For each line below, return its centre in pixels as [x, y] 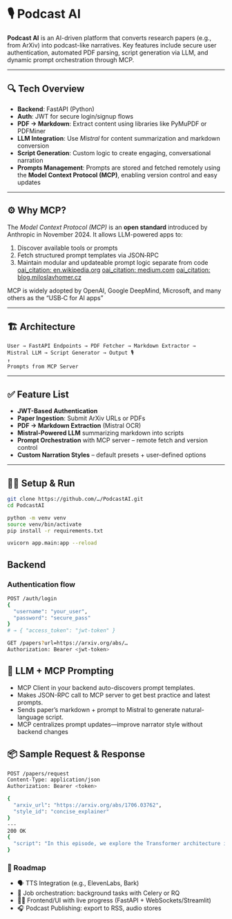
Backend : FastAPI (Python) [56, 109]
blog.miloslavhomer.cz [49, 277]
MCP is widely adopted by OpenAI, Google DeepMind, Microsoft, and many [114, 290]
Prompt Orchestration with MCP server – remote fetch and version [113, 440]
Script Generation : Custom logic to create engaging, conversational [114, 152]
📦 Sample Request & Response [76, 754]
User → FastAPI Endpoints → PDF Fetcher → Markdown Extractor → [101, 346]
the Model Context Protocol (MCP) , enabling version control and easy [117, 175]
